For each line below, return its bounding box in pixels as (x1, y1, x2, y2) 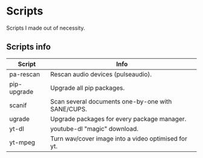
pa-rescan (9, 70, 40, 78)
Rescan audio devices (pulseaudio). (50, 70, 152, 78)
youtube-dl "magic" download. (50, 124, 139, 133)
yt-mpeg (9, 138, 35, 146)
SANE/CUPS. (50, 105, 88, 113)
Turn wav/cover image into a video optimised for (50, 134, 187, 143)
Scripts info (6, 42, 51, 52)
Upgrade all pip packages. (50, 84, 125, 92)
